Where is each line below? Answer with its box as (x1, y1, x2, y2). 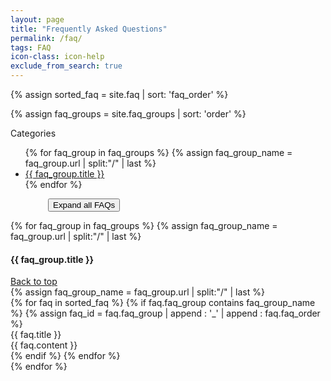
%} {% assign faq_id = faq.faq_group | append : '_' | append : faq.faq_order (10, 307, 321, 320)
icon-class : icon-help (10, 52, 105, 62)
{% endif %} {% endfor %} (10, 350, 121, 362)
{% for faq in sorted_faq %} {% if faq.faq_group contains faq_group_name (10, 297, 316, 309)
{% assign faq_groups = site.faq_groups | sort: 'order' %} (10, 108, 247, 120)
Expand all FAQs (53, 200, 116, 210)
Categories (10, 127, 57, 139)
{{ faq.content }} (10, 339, 78, 351)
